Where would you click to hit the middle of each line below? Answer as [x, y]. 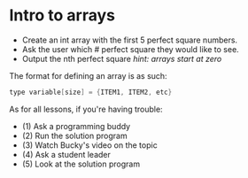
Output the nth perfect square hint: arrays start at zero [122, 58]
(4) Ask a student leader [66, 154]
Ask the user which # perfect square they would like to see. [130, 49]
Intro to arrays [62, 15]
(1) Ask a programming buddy [76, 126]
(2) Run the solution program [74, 135]
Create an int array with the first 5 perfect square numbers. [129, 40]
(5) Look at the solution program [81, 164]
